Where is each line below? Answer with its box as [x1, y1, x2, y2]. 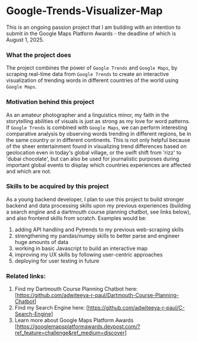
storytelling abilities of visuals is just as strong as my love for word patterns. [6, 117, 191, 124]
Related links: [6, 272, 46, 280]
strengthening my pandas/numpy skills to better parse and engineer [14, 232, 180, 239]
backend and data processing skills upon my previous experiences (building [6, 202, 191, 209]
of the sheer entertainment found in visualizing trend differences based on [6, 143, 187, 150]
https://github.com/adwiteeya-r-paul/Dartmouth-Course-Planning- [17, 292, 179, 299]
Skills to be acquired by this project [6, 182, 109, 190]
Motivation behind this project [6, 98, 94, 106]
